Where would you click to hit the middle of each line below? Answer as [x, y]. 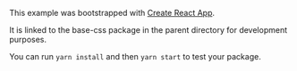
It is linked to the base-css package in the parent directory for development [148, 30]
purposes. [28, 39]
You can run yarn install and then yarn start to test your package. [135, 56]
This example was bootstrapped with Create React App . [112, 13]
